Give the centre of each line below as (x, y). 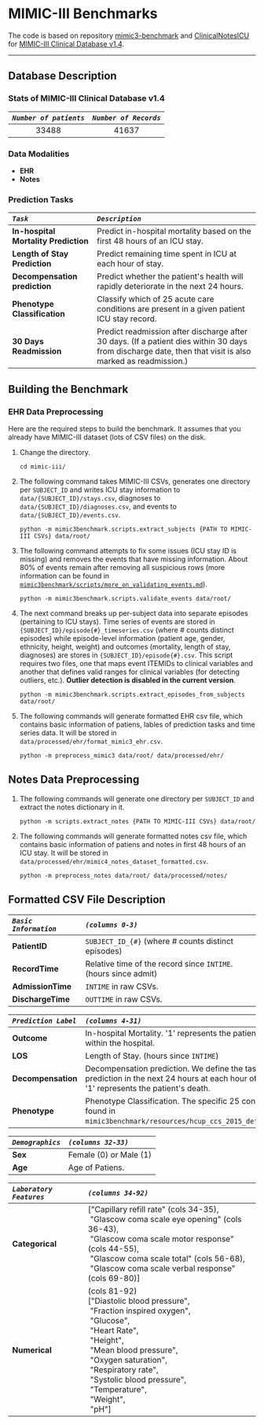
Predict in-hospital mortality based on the (174, 231)
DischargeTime (41, 999)
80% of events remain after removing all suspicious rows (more (122, 567)
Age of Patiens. (96, 1168)
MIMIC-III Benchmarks (83, 14)
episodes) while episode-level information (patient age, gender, (122, 638)
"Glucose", (110, 1320)
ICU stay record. (127, 319)
